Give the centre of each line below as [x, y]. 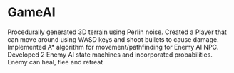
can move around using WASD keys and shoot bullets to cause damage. [113, 39]
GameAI [31, 12]
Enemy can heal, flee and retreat [55, 62]
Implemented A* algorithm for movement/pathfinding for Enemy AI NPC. [113, 47]
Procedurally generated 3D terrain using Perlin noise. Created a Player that [117, 32]
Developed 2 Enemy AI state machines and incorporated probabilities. [110, 55]
